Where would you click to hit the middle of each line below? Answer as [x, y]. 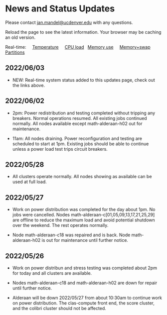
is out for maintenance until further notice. [85, 240]
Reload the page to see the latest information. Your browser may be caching [83, 32]
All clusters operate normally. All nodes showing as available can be [82, 177]
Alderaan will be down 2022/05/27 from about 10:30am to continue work [87, 298]
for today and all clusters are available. [52, 273]
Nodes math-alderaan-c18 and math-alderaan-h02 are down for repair [85, 283]
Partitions [15, 52]
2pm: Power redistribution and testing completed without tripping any [84, 113]
